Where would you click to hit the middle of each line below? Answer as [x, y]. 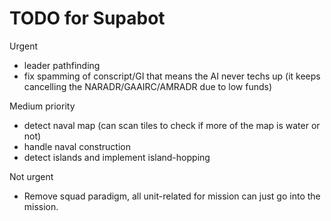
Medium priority [42, 106]
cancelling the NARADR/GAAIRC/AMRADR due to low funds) [148, 86]
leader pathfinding [62, 65]
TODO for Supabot [87, 18]
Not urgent [31, 176]
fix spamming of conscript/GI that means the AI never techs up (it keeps [172, 76]
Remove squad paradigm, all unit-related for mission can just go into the [172, 196]
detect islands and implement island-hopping [117, 157]
